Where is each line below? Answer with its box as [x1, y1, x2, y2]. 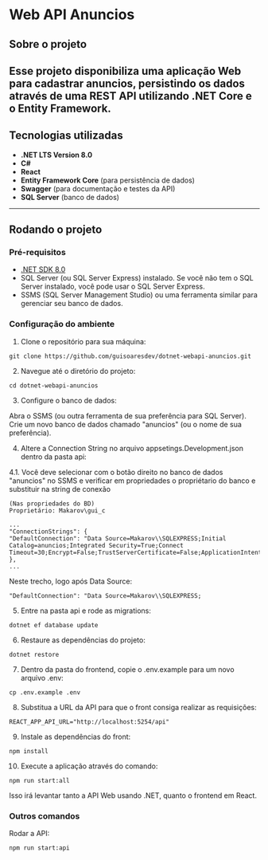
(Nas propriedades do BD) [9, 500, 95, 508]
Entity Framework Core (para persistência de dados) [20, 175, 196, 185]
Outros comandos [9, 811, 80, 822]
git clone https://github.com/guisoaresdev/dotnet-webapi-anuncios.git [9, 352, 251, 360]
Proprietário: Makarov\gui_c [9, 506, 106, 515]
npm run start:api [9, 844, 70, 852]
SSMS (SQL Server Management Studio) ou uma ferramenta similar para [20, 290, 258, 300]
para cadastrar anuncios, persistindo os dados [9, 77, 246, 90]
